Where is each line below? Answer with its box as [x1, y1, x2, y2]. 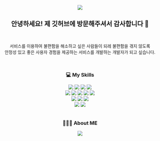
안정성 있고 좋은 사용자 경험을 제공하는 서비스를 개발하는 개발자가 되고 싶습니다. [4, 49, 156, 55]
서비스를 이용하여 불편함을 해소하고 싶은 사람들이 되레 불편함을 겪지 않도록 [9, 43, 151, 49]
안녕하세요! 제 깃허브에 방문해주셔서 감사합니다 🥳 [11, 20, 149, 28]
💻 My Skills [65, 71, 95, 78]
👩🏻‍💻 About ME [62, 120, 98, 126]
